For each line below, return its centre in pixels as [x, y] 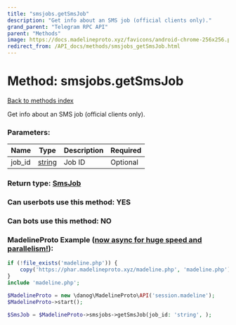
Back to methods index [40, 100]
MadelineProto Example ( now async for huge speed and [105, 239]
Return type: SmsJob [44, 183]
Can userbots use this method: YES [69, 202]
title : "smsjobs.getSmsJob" [48, 14]
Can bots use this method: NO [60, 221]
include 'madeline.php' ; [44, 283]
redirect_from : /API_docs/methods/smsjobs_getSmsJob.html [94, 46]
